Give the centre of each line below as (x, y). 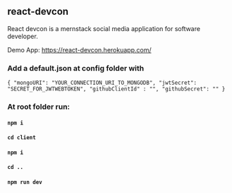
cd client (22, 138)
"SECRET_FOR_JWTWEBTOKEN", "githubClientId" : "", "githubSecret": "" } (116, 89)
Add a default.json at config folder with (76, 68)
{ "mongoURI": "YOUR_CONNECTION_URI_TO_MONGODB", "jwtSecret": (102, 83)
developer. (23, 36)
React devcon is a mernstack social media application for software (104, 28)
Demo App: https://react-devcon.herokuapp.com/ (79, 49)
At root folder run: (39, 107)
